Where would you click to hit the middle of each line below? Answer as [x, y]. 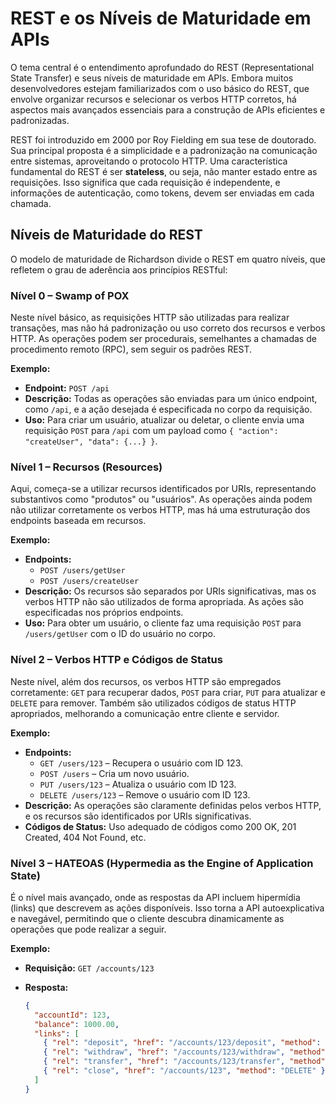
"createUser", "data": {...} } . [91, 441]
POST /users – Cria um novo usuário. [114, 773]
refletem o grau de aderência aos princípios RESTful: [119, 269]
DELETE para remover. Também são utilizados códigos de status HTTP [153, 703]
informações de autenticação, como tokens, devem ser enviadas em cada [162, 193]
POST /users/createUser [89, 582]
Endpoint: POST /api [67, 388]
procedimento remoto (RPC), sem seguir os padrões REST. [131, 349]
